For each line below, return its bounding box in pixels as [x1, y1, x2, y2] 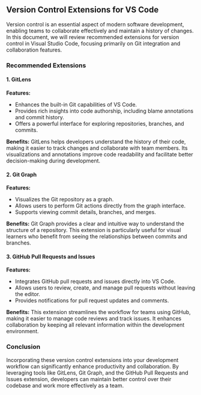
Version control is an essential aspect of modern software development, [6, 20, 184, 28]
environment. [6, 328, 39, 335]
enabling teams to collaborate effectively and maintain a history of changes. [6, 27, 194, 34]
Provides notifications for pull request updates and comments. [14, 297, 169, 304]
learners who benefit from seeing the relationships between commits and [6, 233, 188, 240]
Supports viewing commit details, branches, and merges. [14, 209, 156, 216]
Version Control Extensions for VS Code [6, 5, 159, 15]
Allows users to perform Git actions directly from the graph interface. [14, 202, 186, 209]
